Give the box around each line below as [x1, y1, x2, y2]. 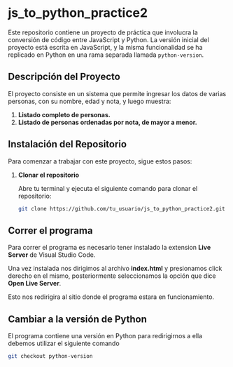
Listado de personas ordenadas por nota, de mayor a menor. [17, 118, 198, 126]
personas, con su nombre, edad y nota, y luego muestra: [8, 97, 171, 105]
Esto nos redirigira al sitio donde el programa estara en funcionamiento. [8, 293, 215, 301]
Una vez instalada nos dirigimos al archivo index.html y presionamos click [8, 265, 223, 273]
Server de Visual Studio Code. [8, 251, 96, 259]
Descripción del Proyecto [8, 71, 121, 83]
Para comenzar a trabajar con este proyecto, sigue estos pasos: [8, 156, 192, 166]
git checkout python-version [8, 353, 93, 360]
